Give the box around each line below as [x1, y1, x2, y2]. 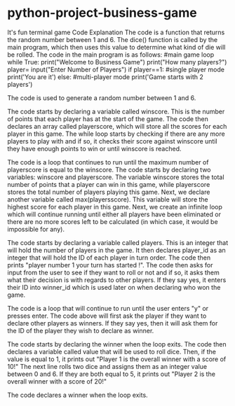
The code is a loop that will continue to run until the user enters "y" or [7, 304, 209, 312]
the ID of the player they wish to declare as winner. [7, 326, 154, 335]
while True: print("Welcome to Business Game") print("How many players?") [7, 57, 227, 66]
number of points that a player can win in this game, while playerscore [7, 180, 210, 188]
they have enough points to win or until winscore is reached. [7, 144, 182, 153]
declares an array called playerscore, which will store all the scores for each [7, 122, 227, 130]
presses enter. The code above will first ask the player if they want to [7, 311, 207, 320]
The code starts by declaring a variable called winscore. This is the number [7, 107, 225, 115]
